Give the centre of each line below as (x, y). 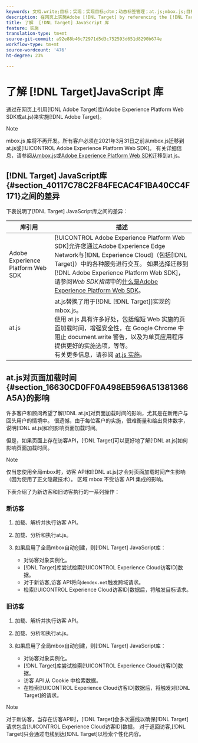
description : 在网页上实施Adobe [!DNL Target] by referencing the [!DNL (95, 17)
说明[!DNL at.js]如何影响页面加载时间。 (53, 428)
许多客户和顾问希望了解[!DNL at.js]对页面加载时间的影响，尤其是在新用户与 (97, 413)
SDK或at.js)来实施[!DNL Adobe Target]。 (55, 116)
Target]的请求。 (42, 695)
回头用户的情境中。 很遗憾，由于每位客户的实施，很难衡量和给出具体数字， (97, 421)
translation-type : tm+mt (37, 34)
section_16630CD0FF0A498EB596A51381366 (101, 387)
